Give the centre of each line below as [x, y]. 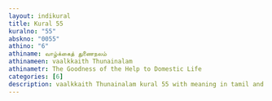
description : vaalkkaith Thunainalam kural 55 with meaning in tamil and [136, 84]
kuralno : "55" [33, 31]
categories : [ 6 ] [36, 77]
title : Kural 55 [36, 24]
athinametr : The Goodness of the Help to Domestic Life [105, 69]
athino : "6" [29, 46]
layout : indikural [39, 16]
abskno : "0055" [34, 39]
